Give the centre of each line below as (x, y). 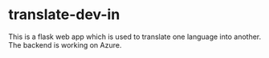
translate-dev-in (64, 15)
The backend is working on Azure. (65, 44)
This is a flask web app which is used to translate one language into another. (135, 37)
